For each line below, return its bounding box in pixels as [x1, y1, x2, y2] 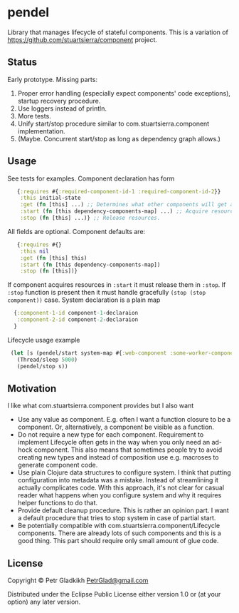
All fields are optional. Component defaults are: [7, 227, 146, 235]
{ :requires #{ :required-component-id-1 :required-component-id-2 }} [16, 188, 221, 195]
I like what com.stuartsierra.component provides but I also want [7, 401, 194, 410]
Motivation [7, 383, 57, 395]
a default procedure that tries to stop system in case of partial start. [17, 514, 216, 522]
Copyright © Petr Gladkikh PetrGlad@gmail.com [7, 576, 149, 585]
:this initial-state [20, 194, 81, 202]
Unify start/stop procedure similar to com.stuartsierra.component [17, 119, 210, 128]
